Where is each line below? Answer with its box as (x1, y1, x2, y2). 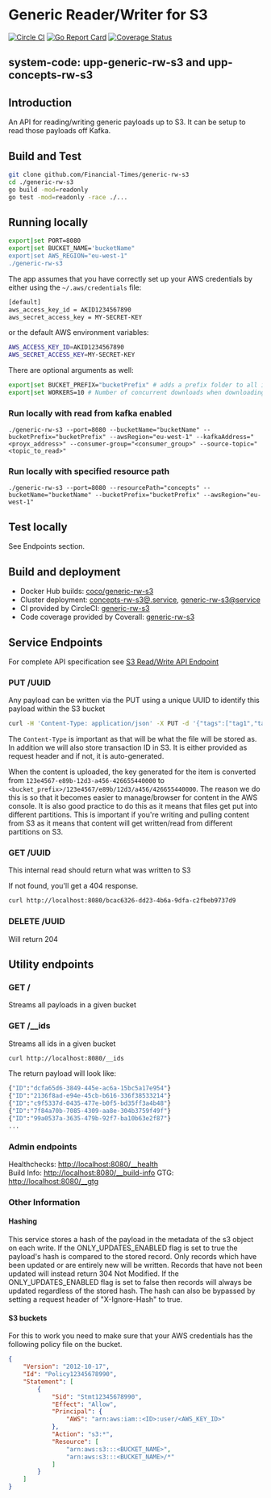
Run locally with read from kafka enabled (8, 408, 172, 419)
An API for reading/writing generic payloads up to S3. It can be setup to (8, 117, 246, 127)
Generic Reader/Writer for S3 (8, 6, 208, 24)
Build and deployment (8, 565, 121, 579)
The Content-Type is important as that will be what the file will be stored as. (8, 734, 257, 744)
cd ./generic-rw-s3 (8, 178, 74, 186)
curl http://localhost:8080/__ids (8, 1054, 125, 1062)
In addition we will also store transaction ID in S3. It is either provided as (8, 743, 248, 752)
